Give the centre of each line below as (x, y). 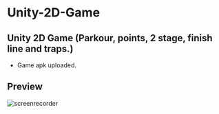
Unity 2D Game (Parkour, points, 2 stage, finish (110, 38)
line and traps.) (40, 48)
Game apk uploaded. (47, 65)
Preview (25, 87)
